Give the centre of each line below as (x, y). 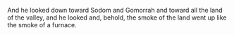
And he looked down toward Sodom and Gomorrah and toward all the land (115, 10)
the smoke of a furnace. (42, 25)
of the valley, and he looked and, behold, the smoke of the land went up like (117, 17)
